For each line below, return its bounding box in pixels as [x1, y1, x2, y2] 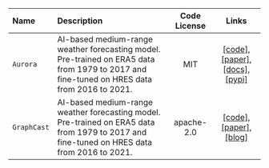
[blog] [224, 132, 248, 142]
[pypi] [225, 74, 248, 85]
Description [57, 15, 103, 26]
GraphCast [12, 123, 50, 131]
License [175, 20, 207, 31]
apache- [173, 117, 207, 127]
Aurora [12, 60, 38, 69]
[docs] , [223, 64, 251, 74]
